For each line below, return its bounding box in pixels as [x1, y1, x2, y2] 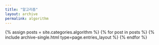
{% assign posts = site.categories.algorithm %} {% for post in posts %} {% [5, 30, 155, 35]
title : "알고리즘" [5, 7, 38, 12]
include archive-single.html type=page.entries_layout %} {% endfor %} [5, 34, 147, 40]
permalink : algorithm [5, 16, 49, 21]
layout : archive [5, 12, 38, 16]
